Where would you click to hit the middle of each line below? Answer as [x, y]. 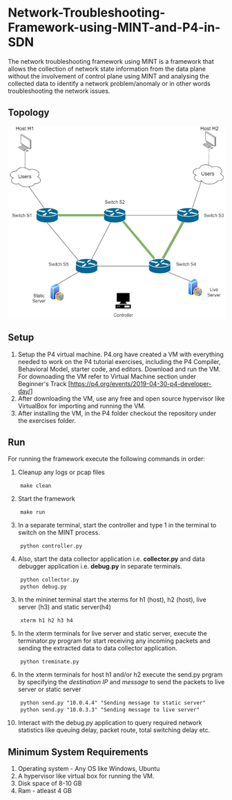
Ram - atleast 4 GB [45, 791]
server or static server [49, 689]
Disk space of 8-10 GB [50, 783]
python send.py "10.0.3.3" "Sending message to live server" [110, 710]
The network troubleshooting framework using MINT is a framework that [111, 61]
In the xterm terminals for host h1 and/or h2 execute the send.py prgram [120, 675]
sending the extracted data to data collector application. [98, 648]
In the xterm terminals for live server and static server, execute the [113, 634]
